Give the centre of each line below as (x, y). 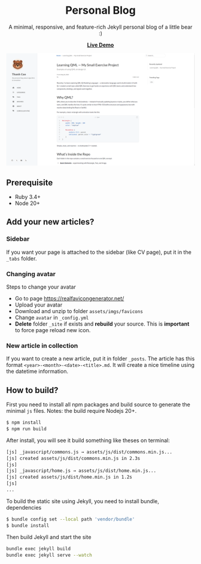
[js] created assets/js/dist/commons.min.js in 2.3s (73, 458)
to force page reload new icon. (53, 330)
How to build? (32, 390)
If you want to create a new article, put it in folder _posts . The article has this (100, 358)
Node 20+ (28, 203)
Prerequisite (30, 183)
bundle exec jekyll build (38, 548)
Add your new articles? (50, 222)
